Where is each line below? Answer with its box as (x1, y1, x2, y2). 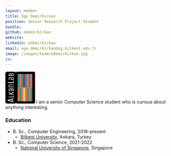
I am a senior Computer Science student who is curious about (36, 98, 166, 105)
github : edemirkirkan (5, 30, 52, 35)
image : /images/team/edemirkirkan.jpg (5, 51, 88, 56)
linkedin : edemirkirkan (5, 41, 56, 46)
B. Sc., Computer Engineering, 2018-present (12, 128, 106, 135)
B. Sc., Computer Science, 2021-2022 (12, 139, 93, 145)
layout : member (5, 8, 38, 13)
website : (5, 35, 24, 40)
